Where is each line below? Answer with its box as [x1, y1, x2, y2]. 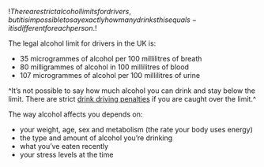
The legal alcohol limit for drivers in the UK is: [8, 39, 157, 48]
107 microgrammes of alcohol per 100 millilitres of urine [19, 71, 200, 80]
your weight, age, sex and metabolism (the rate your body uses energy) [19, 125, 253, 134]
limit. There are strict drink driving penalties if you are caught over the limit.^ [8, 95, 257, 103]
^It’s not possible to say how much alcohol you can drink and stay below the [8, 86, 255, 95]
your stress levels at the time [19, 150, 114, 159]
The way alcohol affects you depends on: [8, 109, 143, 119]
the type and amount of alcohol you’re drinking [19, 133, 173, 143]
